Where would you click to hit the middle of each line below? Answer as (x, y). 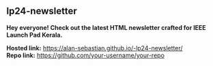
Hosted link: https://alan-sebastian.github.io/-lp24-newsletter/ (95, 48)
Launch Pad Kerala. (34, 35)
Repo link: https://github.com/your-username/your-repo (86, 55)
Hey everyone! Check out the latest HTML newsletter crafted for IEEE (106, 27)
